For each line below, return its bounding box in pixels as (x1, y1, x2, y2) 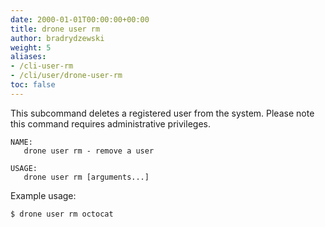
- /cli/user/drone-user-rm (10, 71, 123, 81)
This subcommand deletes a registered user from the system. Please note (10, 107, 315, 119)
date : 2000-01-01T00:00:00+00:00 (10, 14, 150, 25)
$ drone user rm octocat (10, 209, 114, 219)
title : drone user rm (10, 24, 101, 34)
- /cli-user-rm (10, 61, 74, 71)
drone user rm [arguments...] (23, 172, 150, 182)
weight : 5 (10, 42, 52, 53)
